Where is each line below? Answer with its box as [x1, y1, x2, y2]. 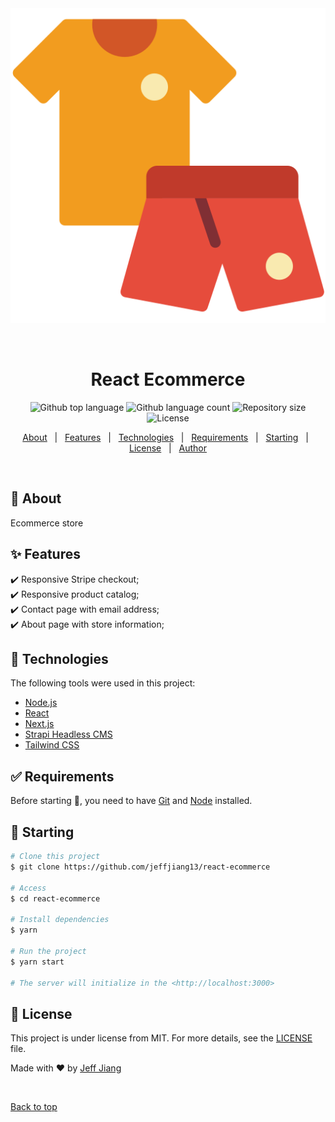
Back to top [10, 1101, 58, 1113]
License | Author [128, 442, 208, 454]
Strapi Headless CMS [24, 728, 113, 741]
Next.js [24, 718, 55, 730]
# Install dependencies [10, 915, 110, 925]
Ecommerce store [10, 517, 84, 529]
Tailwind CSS [24, 739, 80, 751]
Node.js [24, 697, 58, 709]
